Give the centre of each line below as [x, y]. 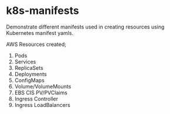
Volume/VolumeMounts [43, 86]
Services [25, 62]
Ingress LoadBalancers [42, 105]
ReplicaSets [29, 67]
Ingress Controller [36, 99]
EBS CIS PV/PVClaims [41, 92]
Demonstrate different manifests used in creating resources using [85, 27]
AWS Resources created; [36, 44]
